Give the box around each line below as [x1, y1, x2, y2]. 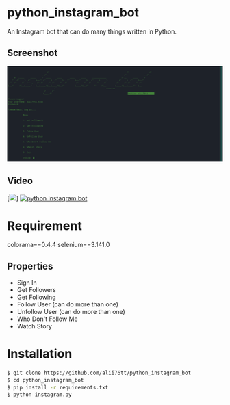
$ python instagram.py [7, 391, 72, 398]
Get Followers [16, 286, 56, 294]
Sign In [16, 278, 37, 287]
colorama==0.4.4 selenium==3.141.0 [7, 241, 110, 249]
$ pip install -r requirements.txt [7, 384, 109, 391]
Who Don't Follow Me [16, 315, 78, 323]
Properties [7, 260, 53, 272]
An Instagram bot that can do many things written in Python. [7, 27, 177, 36]
